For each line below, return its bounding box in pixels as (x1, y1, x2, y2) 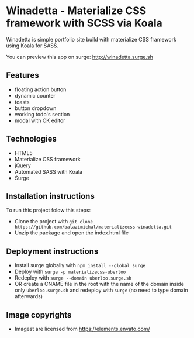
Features (6, 70, 39, 80)
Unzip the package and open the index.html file (14, 229, 129, 236)
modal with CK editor (14, 117, 65, 124)
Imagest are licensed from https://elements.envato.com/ (14, 326, 150, 332)
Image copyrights (6, 310, 72, 320)
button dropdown (14, 104, 57, 112)
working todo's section (14, 111, 70, 118)
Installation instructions (6, 191, 95, 201)
